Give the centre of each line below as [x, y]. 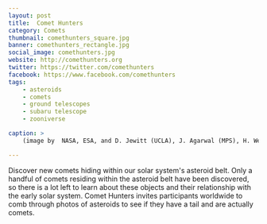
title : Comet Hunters [46, 23]
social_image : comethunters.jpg [62, 52]
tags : [17, 82]
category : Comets [37, 30]
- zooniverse [44, 119]
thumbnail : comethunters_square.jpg [69, 38]
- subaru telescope [55, 112]
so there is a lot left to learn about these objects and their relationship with [130, 187]
